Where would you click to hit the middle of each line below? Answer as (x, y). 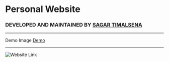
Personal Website (43, 9)
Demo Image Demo (25, 40)
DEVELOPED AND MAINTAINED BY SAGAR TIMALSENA (74, 25)
